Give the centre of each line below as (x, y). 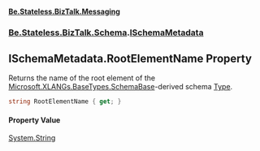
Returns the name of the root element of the (82, 78)
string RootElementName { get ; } (65, 101)
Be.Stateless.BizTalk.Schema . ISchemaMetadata (106, 32)
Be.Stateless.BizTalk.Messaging (64, 11)
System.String (32, 138)
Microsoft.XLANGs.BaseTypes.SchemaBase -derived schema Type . (121, 87)
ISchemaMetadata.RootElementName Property (130, 58)
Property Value (35, 120)
